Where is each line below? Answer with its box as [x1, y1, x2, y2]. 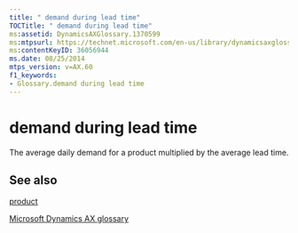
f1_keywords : [9, 71, 58, 80]
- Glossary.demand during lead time [9, 79, 145, 88]
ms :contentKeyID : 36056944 [9, 46, 109, 55]
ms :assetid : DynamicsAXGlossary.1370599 [9, 29, 161, 38]
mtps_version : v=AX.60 [9, 63, 93, 72]
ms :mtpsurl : [9, 37, 53, 47]
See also [9, 173, 58, 188]
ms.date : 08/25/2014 [9, 54, 86, 63]
